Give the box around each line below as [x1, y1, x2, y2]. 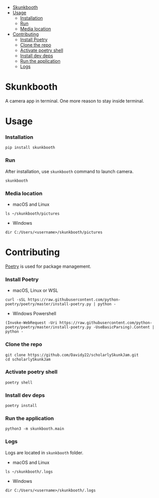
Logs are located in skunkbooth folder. [5, 449, 83, 455]
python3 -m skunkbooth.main [5, 426, 65, 432]
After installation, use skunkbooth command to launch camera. [5, 168, 134, 174]
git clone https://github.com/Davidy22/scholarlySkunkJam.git [5, 352, 139, 357]
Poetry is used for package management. [5, 263, 91, 269]
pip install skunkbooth [5, 145, 56, 150]
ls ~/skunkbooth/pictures [5, 211, 60, 217]
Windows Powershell [12, 311, 57, 317]
